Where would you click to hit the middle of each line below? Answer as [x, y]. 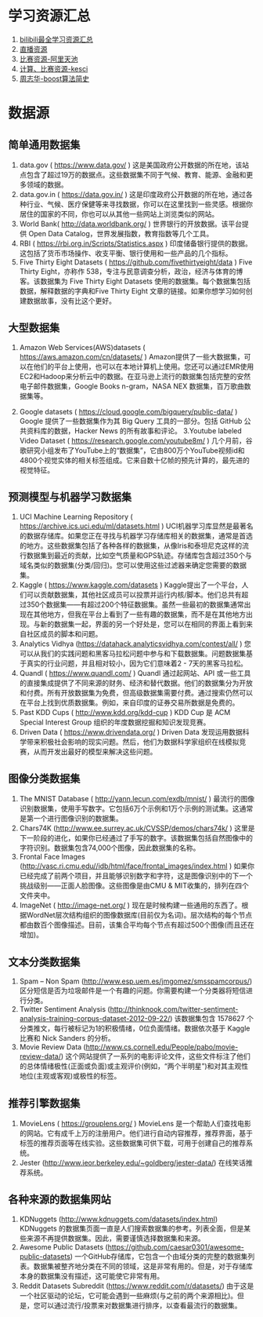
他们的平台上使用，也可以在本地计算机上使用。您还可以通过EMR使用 [144, 367]
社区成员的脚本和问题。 [64, 633]
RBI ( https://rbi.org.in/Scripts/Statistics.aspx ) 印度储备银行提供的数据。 [136, 243]
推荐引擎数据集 [44, 1103]
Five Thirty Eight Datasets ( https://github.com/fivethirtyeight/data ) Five [136, 262]
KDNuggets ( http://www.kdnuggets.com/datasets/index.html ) [118, 1219]
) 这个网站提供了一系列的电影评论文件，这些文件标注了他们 [155, 1056]
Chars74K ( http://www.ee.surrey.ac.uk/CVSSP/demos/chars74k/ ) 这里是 [137, 828]
